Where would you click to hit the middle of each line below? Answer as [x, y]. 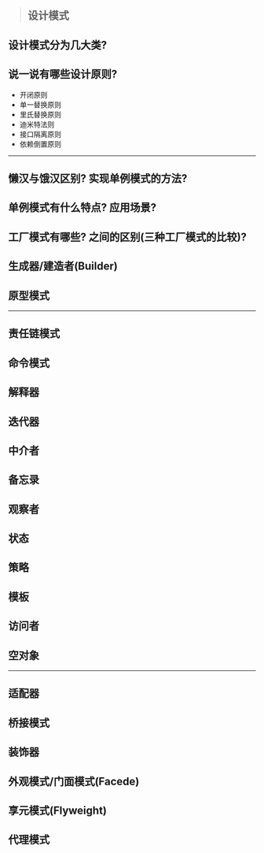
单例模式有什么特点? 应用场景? [82, 208]
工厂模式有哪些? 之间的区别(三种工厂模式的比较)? [128, 237]
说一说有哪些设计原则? [63, 74]
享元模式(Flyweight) [58, 811]
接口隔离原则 [40, 134]
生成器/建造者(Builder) [63, 267]
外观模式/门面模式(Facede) [74, 781]
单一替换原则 [40, 104]
